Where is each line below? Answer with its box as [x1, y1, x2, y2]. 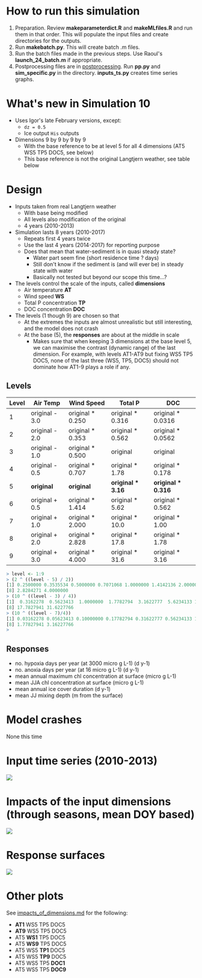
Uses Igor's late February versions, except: [14, 117, 121, 124]
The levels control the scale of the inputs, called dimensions [14, 280, 165, 287]
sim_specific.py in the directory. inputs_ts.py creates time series [14, 69, 178, 76]
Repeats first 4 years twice [23, 234, 91, 242]
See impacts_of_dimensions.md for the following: [6, 909, 128, 916]
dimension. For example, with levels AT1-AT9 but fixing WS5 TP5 [32, 350, 194, 358]
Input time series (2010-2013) [6, 754, 158, 768]
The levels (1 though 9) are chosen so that [14, 312, 120, 319]
